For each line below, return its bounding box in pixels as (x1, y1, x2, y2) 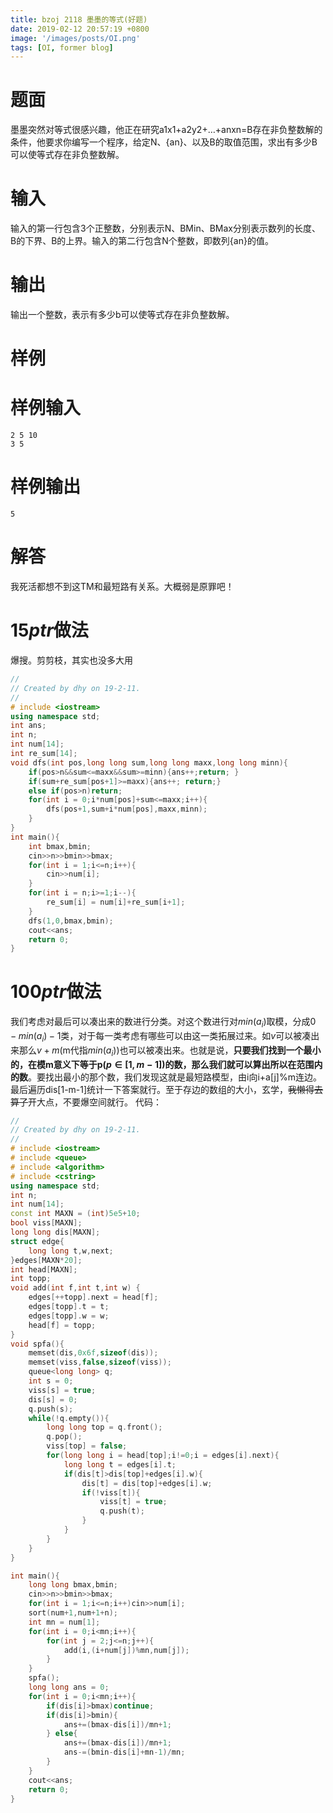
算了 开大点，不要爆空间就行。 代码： (10, 1096, 162, 1108)
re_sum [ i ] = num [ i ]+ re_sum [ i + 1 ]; (46, 897, 186, 907)
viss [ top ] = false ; (46, 1441, 128, 1451)
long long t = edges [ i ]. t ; (63, 1459, 177, 1470)
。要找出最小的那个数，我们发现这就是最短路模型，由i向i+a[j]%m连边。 (28, 1071, 322, 1083)
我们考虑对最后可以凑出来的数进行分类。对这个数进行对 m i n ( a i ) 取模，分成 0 (10, 1016, 317, 1030)
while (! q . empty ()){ (28, 1413, 110, 1423)
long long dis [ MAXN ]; (10, 1227, 101, 1238)
